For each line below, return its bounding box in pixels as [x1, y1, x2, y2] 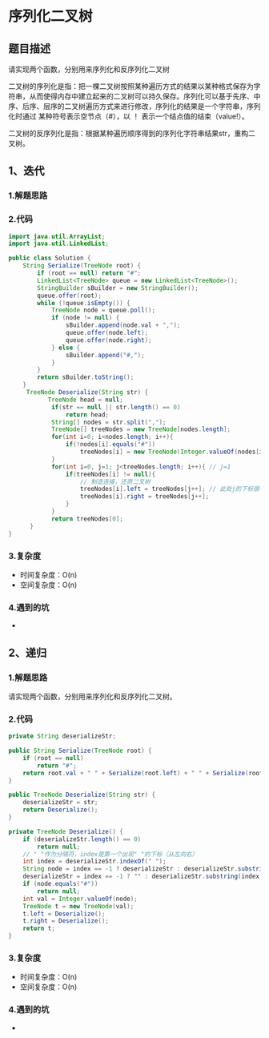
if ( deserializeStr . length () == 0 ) [22, 835, 142, 843]
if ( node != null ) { [50, 314, 120, 322]
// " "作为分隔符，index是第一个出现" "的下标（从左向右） [22, 850, 199, 858]
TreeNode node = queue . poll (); [50, 306, 156, 315]
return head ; [65, 410, 110, 419]
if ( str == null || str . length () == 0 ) [50, 403, 181, 411]
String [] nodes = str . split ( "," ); [50, 418, 167, 426]
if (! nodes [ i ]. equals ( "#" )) [65, 441, 156, 449]
